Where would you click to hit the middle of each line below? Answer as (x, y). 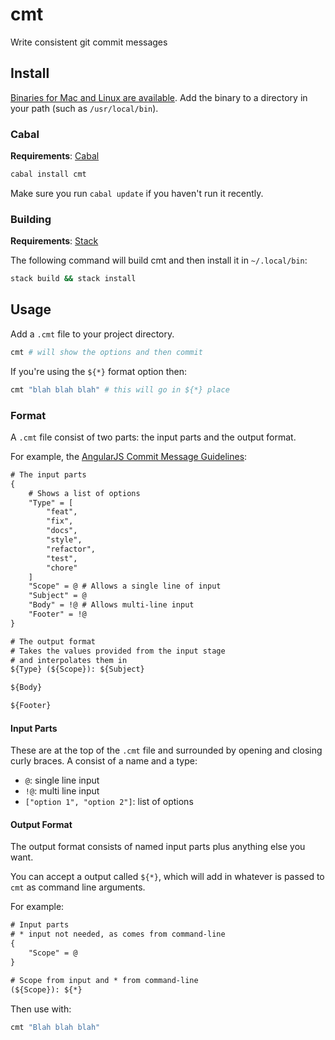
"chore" (62, 568)
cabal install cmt (48, 174)
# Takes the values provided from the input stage (118, 651)
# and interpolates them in (69, 660)
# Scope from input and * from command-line (104, 980)
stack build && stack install (73, 279)
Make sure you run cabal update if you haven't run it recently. (137, 193)
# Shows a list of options (84, 493)
